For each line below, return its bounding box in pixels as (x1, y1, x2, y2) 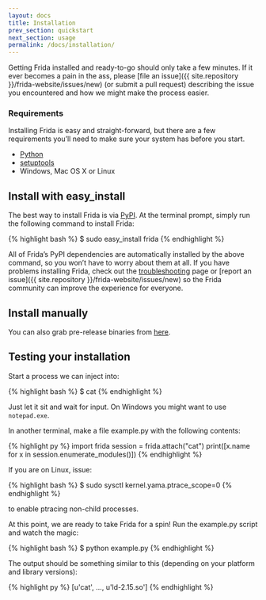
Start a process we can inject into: (8, 371, 120, 380)
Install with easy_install (8, 189, 126, 203)
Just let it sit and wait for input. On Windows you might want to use (8, 402, 227, 411)
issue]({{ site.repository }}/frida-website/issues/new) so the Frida (8, 275, 222, 285)
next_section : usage (8, 33, 77, 42)
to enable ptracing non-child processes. (8, 504, 139, 514)
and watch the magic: (8, 528, 79, 537)
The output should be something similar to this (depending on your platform (8, 558, 255, 568)
